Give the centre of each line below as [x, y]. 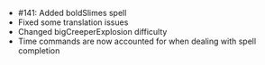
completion [39, 51]
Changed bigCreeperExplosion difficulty [92, 32]
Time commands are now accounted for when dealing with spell [137, 41]
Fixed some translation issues [73, 22]
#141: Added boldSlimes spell [72, 13]
